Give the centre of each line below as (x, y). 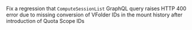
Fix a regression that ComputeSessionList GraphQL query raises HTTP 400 (96, 9)
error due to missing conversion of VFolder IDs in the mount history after (95, 15)
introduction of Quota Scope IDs (45, 21)
